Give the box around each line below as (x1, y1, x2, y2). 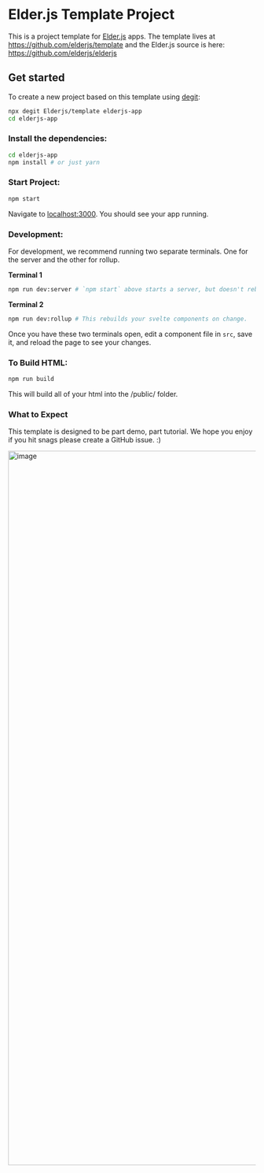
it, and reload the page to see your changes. (8, 337, 152, 347)
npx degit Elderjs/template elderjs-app (8, 107, 143, 115)
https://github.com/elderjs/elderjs (8, 48, 118, 57)
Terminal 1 (8, 270, 42, 280)
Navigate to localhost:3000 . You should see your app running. (8, 209, 209, 218)
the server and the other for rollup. (8, 255, 120, 265)
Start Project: (8, 177, 60, 188)
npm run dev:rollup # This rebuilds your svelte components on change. (8, 315, 247, 323)
